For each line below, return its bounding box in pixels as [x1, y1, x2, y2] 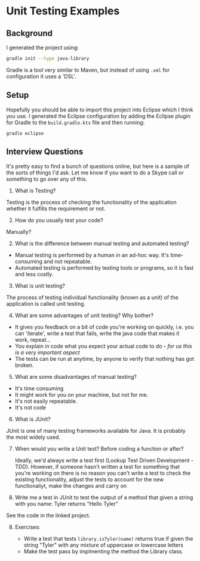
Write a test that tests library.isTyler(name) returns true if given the [23, 535, 193, 542]
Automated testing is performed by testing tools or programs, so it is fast [14, 264, 194, 271]
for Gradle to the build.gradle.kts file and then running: [6, 119, 145, 126]
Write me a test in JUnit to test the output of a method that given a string [14, 493, 193, 501]
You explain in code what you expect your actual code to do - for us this [14, 342, 192, 349]
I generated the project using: [6, 44, 79, 51]
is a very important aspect [14, 349, 81, 356]
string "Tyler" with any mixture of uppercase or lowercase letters [23, 541, 184, 548]
